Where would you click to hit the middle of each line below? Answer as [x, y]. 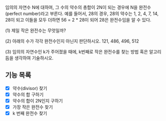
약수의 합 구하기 [28, 94]
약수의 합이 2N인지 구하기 [38, 100]
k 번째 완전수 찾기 [30, 113]
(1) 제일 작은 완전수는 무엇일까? [36, 30]
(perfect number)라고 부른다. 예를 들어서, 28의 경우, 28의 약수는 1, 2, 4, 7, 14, [82, 13]
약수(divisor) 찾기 [30, 88]
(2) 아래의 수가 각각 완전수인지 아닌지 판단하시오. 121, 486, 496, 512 [72, 41]
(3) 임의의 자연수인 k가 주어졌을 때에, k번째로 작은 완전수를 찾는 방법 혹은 [77, 52]
